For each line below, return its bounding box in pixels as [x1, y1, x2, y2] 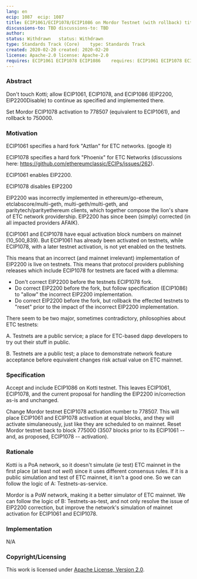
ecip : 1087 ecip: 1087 [6, 14, 64, 20]
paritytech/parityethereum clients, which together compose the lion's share [6, 207, 189, 214]
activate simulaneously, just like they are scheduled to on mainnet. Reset [6, 421, 182, 428]
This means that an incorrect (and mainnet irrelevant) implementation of [6, 255, 180, 262]
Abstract [6, 77, 32, 85]
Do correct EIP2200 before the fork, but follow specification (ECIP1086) [14, 285, 188, 292]
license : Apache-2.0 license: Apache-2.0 [6, 52, 109, 58]
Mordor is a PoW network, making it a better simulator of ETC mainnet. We [6, 491, 186, 498]
